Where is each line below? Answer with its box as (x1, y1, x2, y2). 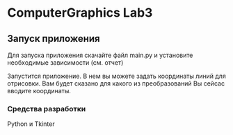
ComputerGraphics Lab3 (7, 5, 153, 21)
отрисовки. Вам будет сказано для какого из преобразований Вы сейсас (7, 79, 225, 88)
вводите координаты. (7, 87, 72, 95)
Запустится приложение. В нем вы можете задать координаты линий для (7, 72, 226, 80)
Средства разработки (7, 104, 86, 113)
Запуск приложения (7, 33, 100, 45)
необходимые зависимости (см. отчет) (7, 58, 124, 67)
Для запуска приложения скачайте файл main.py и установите (7, 51, 193, 59)
